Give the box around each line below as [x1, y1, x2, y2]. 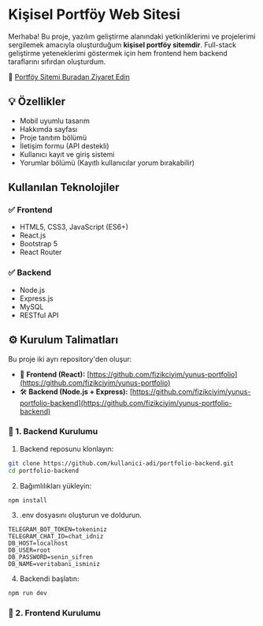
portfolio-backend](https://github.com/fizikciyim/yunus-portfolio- [19, 398, 232, 407]
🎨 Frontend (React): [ [19, 369, 90, 379]
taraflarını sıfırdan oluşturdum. [8, 57, 106, 66]
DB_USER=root [8, 546, 51, 554]
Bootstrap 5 [19, 239, 58, 249]
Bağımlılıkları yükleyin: [19, 481, 92, 490]
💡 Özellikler [8, 95, 65, 108]
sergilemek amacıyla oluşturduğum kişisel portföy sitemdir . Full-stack [8, 39, 237, 49]
